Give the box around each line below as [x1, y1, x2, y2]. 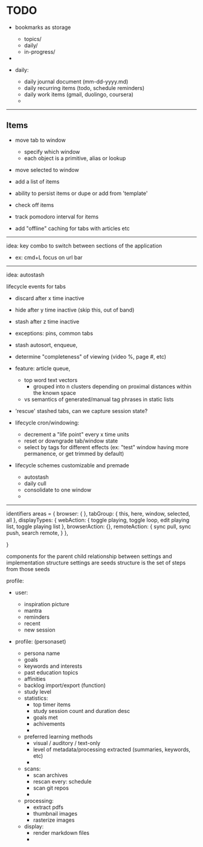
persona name [24, 650, 60, 657]
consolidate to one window [24, 486, 92, 493]
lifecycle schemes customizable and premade [14, 461, 129, 468]
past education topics [24, 668, 79, 676]
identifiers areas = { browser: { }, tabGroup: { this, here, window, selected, [6, 510, 190, 517]
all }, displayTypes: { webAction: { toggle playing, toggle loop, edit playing [6, 516, 190, 523]
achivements [33, 720, 65, 727]
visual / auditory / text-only [33, 739, 101, 746]
